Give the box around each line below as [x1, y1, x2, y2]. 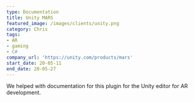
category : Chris [6, 26, 48, 32]
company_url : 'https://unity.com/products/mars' [6, 54, 133, 60]
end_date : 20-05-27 [6, 65, 56, 72]
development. [6, 89, 41, 97]
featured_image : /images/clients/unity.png [6, 20, 120, 26]
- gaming [6, 43, 29, 49]
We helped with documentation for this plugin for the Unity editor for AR [6, 82, 188, 90]
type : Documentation [6, 9, 60, 15]
